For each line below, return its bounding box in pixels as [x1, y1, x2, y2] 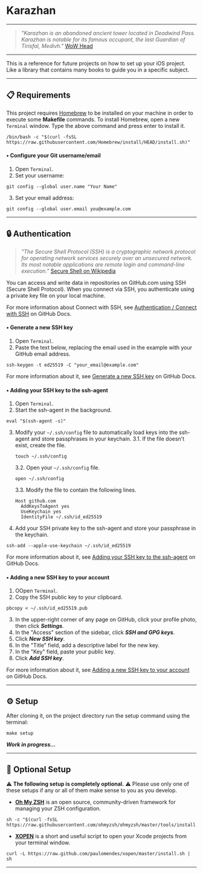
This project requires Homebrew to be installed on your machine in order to [6, 109, 193, 116]
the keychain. [14, 531, 49, 538]
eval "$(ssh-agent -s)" [6, 418, 66, 424]
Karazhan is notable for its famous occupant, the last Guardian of [21, 36, 185, 43]
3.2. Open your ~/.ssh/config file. [14, 464, 100, 472]
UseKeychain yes [21, 509, 62, 515]
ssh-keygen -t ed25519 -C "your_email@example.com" [6, 362, 139, 368]
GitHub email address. [14, 350, 71, 358]
